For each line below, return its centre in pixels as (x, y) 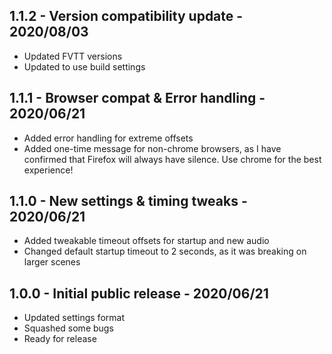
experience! (48, 170)
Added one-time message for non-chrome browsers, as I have (152, 148)
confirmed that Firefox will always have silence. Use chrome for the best (172, 159)
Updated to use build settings (84, 66)
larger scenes (52, 262)
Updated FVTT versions (73, 56)
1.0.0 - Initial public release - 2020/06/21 (139, 293)
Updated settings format (74, 318)
